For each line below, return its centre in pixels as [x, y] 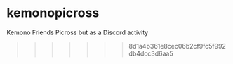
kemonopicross [53, 13]
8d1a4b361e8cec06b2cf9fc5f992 [177, 46]
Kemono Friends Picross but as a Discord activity [78, 32]
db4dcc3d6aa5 [151, 53]
